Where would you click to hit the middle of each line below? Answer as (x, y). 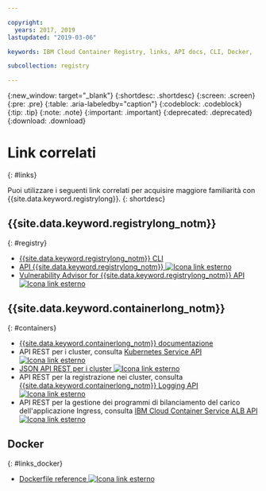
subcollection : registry (48, 66)
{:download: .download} (47, 121)
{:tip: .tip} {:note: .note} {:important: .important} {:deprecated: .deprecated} (130, 113)
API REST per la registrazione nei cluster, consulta (101, 377)
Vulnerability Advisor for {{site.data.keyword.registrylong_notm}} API (132, 275)
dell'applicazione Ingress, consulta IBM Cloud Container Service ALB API (138, 411)
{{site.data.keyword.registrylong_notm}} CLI (91, 258)
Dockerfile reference (53, 478)
